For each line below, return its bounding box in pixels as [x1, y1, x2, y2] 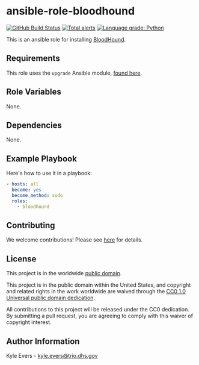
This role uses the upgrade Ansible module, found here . [6, 69, 142, 76]
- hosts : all [6, 181, 39, 187]
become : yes [11, 187, 42, 193]
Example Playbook [6, 154, 77, 164]
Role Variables [6, 87, 61, 97]
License [6, 254, 37, 264]
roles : [11, 198, 28, 204]
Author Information [6, 336, 80, 346]
